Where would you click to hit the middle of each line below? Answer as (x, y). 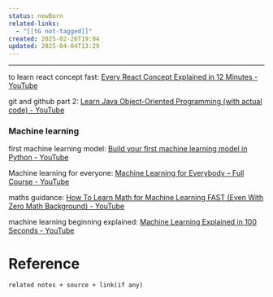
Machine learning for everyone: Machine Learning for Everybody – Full (126, 173)
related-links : (34, 24)
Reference (44, 263)
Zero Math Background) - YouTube (66, 206)
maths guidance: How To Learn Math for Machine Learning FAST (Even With (136, 198)
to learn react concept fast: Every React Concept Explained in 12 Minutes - (133, 77)
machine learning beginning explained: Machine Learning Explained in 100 (133, 222)
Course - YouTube (39, 182)
